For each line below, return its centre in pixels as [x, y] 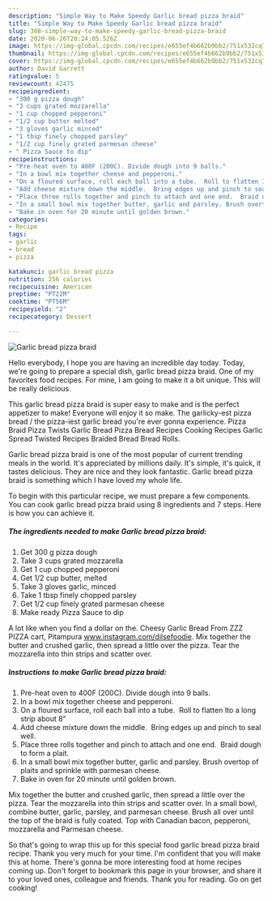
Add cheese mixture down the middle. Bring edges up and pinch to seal [140, 727]
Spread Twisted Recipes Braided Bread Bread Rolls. [94, 438]
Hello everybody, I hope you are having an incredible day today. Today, [127, 362]
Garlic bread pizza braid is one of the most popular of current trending [125, 454]
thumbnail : [27, 53]
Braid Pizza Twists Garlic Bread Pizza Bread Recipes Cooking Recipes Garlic [136, 429]
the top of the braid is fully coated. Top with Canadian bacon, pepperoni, [130, 820]
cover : [19, 62]
